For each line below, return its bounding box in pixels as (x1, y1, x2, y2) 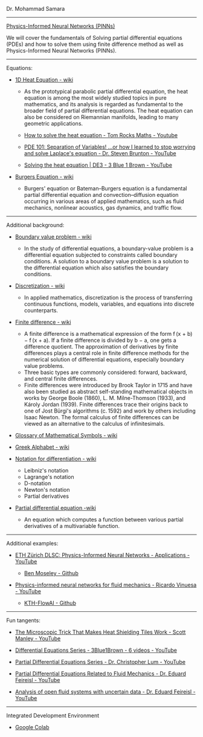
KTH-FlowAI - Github (24, 599, 77, 607)
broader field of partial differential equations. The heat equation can (24, 107, 193, 114)
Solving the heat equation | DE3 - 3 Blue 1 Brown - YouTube (24, 161, 172, 169)
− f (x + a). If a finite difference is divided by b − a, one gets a (24, 336, 176, 344)
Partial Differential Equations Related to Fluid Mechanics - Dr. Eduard (14, 670, 186, 677)
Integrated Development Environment (6, 712, 100, 719)
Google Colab (14, 724, 50, 730)
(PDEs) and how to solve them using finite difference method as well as (6, 40, 184, 48)
